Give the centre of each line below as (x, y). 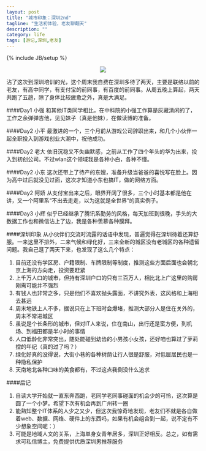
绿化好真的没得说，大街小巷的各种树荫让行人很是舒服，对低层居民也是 (104, 354)
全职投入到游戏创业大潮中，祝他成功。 (60, 139)
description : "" (27, 29)
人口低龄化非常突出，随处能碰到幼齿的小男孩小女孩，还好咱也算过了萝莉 (106, 339)
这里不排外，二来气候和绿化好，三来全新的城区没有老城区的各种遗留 (113, 242)
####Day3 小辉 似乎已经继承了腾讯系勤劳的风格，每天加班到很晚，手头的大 (102, 214)
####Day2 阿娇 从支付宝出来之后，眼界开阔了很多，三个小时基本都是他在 (99, 193)
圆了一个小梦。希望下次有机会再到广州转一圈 (72, 403)
